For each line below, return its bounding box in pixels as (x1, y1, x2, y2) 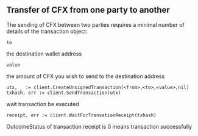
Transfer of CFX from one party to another (6, 5, 171, 15)
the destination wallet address (6, 50, 82, 57)
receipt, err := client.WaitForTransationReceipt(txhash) (6, 112, 157, 118)
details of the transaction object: (6, 27, 88, 35)
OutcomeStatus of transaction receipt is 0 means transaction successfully (6, 123, 193, 130)
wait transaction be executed (6, 100, 79, 107)
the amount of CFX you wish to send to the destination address (6, 73, 165, 80)
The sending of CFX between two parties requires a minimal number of (6, 21, 185, 28)
